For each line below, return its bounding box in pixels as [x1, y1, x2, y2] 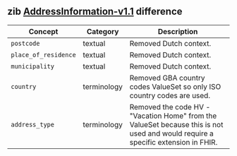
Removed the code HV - [129, 102, 211, 112]
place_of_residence [11, 51, 76, 59]
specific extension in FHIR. [129, 137, 218, 147]
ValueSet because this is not [129, 119, 224, 129]
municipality [11, 62, 55, 70]
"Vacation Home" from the [129, 111, 217, 121]
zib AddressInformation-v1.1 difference [7, 6, 183, 18]
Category [86, 26, 119, 36]
